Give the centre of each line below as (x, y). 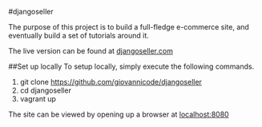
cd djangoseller (46, 90)
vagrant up (38, 99)
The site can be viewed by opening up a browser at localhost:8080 (119, 114)
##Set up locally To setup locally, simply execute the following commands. (131, 66)
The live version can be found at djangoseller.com (91, 51)
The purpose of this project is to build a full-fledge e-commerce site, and (129, 27)
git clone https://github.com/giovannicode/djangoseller (111, 82)
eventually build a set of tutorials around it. (79, 36)
